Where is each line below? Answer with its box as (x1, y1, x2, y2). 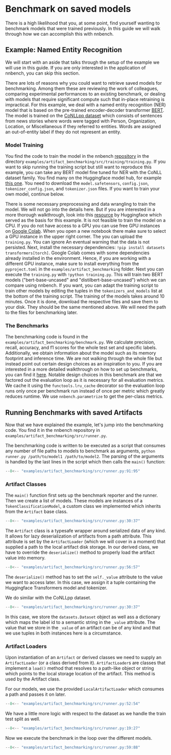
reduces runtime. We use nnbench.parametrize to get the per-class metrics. (5, 394, 163, 400)
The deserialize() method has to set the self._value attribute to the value (5, 574, 163, 580)
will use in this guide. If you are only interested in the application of (5, 64, 146, 70)
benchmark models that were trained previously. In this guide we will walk (5, 25, 161, 31)
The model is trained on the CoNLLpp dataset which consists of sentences (5, 112, 162, 118)
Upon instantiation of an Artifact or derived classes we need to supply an (5, 654, 162, 661)
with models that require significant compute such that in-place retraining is (5, 96, 165, 102)
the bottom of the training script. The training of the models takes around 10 (5, 293, 165, 299)
